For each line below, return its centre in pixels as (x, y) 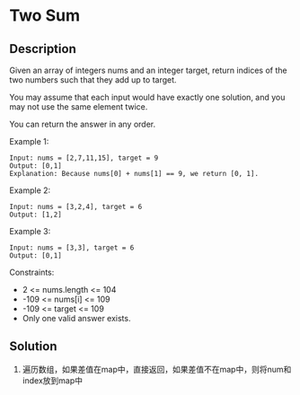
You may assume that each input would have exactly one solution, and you (147, 97)
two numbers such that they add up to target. (93, 80)
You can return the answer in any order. (82, 124)
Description (43, 49)
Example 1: (29, 141)
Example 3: (30, 231)
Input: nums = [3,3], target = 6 (72, 248)
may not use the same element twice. (79, 107)
